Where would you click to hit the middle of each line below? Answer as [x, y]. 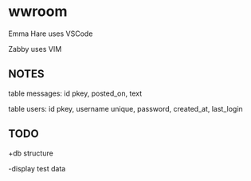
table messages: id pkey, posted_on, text [75, 93]
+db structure [31, 153]
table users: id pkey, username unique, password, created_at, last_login [125, 108]
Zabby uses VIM [35, 49]
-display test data [37, 168]
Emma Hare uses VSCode [51, 33]
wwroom [38, 12]
